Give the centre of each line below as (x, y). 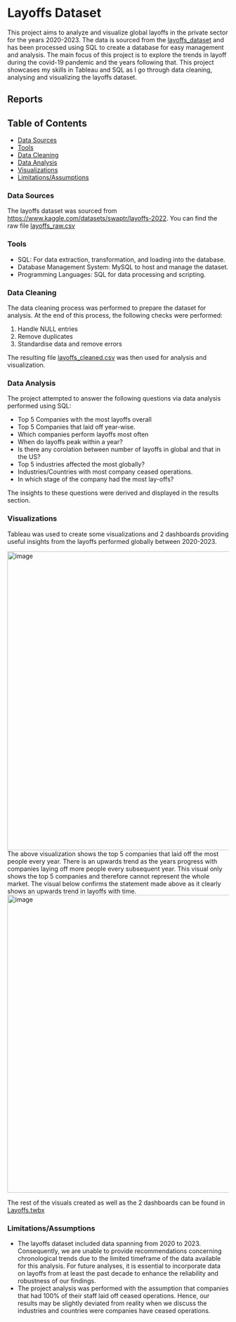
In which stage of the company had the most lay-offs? (96, 479)
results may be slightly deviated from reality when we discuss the (112, 1303)
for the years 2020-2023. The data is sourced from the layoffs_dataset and (116, 39)
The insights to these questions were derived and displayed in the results (113, 493)
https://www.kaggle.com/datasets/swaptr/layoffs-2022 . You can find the (112, 219)
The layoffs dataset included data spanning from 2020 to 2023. (109, 1243)
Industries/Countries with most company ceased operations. (105, 472)
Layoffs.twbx (26, 1210)
